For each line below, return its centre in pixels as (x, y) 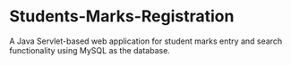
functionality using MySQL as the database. (90, 50)
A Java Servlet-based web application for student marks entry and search (146, 41)
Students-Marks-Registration (122, 16)
